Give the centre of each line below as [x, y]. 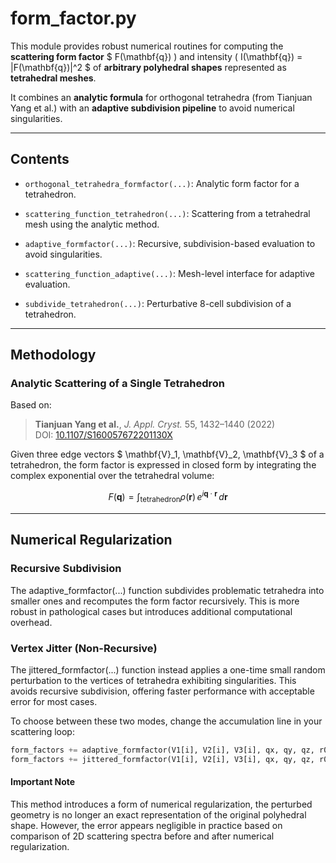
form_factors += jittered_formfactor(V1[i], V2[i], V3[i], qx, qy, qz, [162, 759]
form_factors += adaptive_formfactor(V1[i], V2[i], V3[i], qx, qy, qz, [162, 750]
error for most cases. [54, 701]
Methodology [53, 355]
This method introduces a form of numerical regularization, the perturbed [161, 804]
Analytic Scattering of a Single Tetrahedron [118, 384]
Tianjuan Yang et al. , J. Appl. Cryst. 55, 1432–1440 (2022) [155, 424]
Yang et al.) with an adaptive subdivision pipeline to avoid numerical [152, 108]
